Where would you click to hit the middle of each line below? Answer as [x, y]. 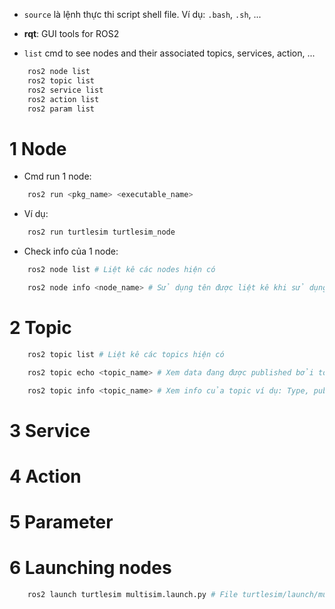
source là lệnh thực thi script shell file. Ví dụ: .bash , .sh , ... [142, 14]
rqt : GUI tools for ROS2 [71, 33]
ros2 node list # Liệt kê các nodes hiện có [121, 270]
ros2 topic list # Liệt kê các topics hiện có [126, 354]
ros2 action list [63, 99]
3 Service [50, 430]
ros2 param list [61, 109]
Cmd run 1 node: [57, 176]
